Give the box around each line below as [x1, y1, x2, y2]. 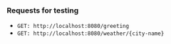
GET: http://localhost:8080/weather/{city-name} [16, 30, 165, 37]
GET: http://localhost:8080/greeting [16, 23, 130, 30]
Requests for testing [6, 6, 79, 15]
